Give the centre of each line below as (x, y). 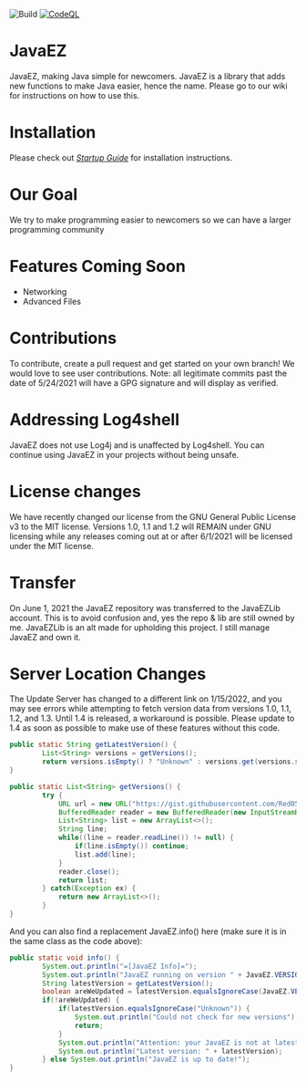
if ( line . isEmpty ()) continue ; (132, 847)
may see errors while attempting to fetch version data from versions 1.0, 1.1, (150, 709)
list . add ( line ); (105, 854)
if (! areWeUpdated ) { (81, 1000)
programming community (57, 229)
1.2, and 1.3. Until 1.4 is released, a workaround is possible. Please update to (152, 718)
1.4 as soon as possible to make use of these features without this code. (145, 728)
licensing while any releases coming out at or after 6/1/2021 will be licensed (151, 536)
